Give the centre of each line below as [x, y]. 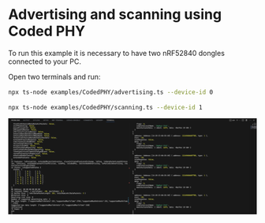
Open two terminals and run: [54, 76]
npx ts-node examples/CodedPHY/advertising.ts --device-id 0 [111, 92]
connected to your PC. [45, 61]
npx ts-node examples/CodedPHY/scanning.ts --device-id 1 [105, 107]
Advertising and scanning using [115, 15]
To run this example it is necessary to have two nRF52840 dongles [116, 53]
